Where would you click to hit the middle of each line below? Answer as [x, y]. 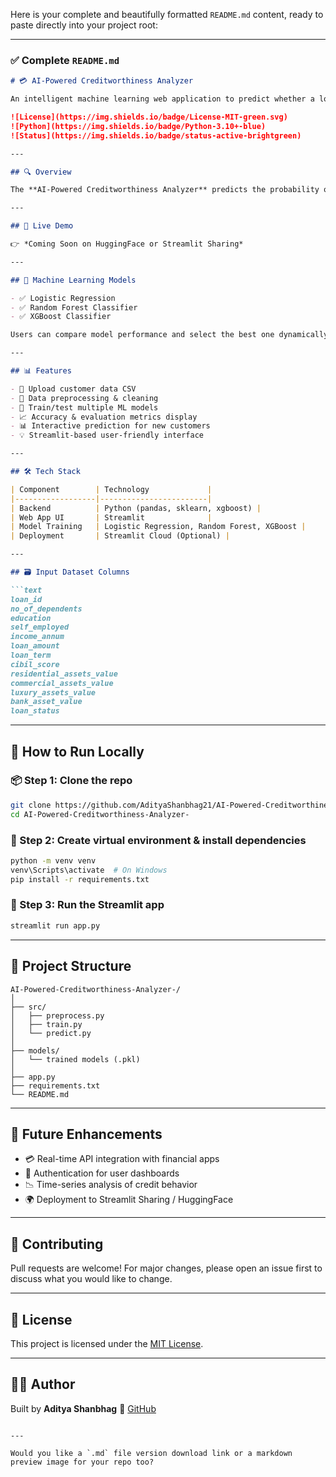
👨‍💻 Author [43, 1384]
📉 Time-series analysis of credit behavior [111, 1185]
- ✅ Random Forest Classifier [74, 307]
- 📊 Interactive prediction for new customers [110, 426]
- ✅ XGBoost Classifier [61, 317]
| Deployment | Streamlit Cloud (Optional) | [120, 536]
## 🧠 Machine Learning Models [73, 280]
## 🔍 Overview [41, 172]
